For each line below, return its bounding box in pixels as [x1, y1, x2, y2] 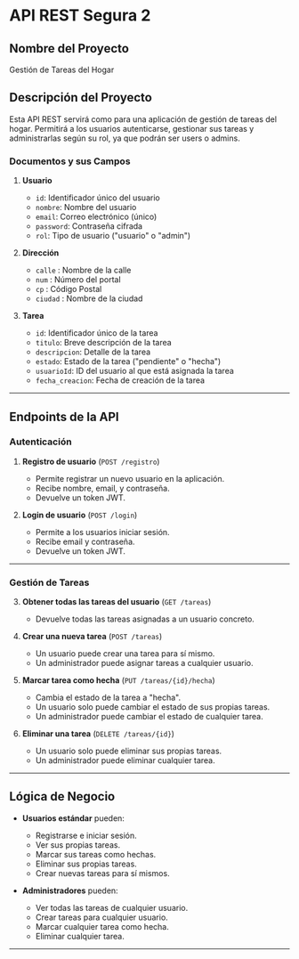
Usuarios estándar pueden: [21, 812, 125, 824]
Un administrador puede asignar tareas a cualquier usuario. [35, 658, 254, 669]
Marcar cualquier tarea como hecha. [35, 921, 169, 931]
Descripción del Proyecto [9, 90, 153, 105]
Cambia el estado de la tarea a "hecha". [35, 692, 181, 703]
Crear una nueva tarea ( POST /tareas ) [21, 631, 163, 642]
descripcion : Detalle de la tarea [35, 346, 151, 357]
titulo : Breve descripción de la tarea [35, 337, 172, 348]
